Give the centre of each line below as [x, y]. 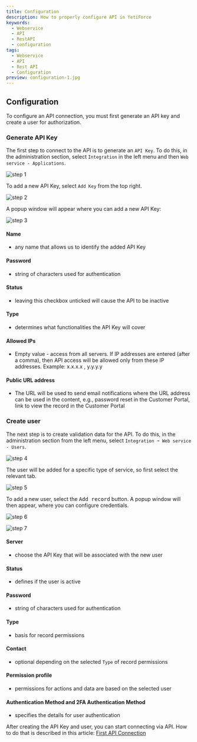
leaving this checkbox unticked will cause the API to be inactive [92, 300]
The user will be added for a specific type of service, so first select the [92, 470]
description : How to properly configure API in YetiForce [79, 17]
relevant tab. [22, 476]
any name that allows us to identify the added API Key [80, 247]
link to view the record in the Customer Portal [70, 406]
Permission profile [29, 675]
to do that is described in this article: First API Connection [76, 733]
